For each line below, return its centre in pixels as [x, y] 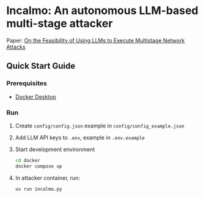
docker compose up [38, 166]
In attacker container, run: [48, 178]
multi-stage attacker [60, 23]
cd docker [28, 160]
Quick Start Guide [41, 66]
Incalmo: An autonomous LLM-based [102, 11]
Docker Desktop [35, 97]
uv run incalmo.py [38, 189]
